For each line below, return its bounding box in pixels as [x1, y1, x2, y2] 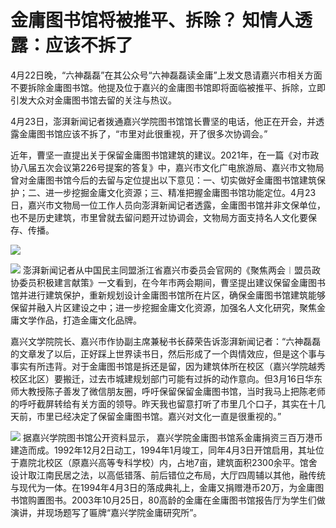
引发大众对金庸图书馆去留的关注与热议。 [10, 94, 177, 106]
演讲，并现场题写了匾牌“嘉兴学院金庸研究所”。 [10, 506, 203, 518]
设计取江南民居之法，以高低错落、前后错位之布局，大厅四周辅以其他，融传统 [10, 469, 326, 481]
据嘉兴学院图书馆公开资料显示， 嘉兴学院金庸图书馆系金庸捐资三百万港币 [22, 431, 323, 443]
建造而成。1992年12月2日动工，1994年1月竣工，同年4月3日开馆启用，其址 [10, 444, 316, 456]
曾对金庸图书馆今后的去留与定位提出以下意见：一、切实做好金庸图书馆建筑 [10, 174, 317, 186]
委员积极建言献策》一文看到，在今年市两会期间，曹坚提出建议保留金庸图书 [18, 276, 326, 288]
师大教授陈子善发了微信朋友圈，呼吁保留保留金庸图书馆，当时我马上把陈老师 [10, 385, 326, 397]
